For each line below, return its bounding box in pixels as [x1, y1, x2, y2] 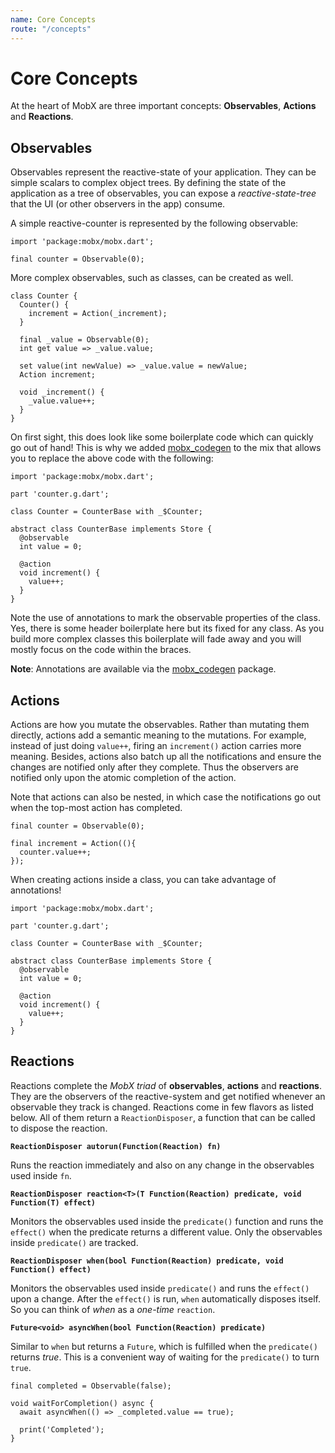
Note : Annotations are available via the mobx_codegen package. [10, 663, 277, 675]
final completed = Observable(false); [10, 1381, 172, 1391]
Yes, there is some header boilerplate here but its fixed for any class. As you [10, 622, 325, 635]
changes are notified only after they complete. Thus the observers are [10, 761, 299, 773]
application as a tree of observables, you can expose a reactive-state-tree [10, 187, 317, 200]
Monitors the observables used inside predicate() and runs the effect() [10, 1282, 310, 1294]
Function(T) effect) [10, 1197, 97, 1208]
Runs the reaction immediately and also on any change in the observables [10, 1159, 315, 1171]
